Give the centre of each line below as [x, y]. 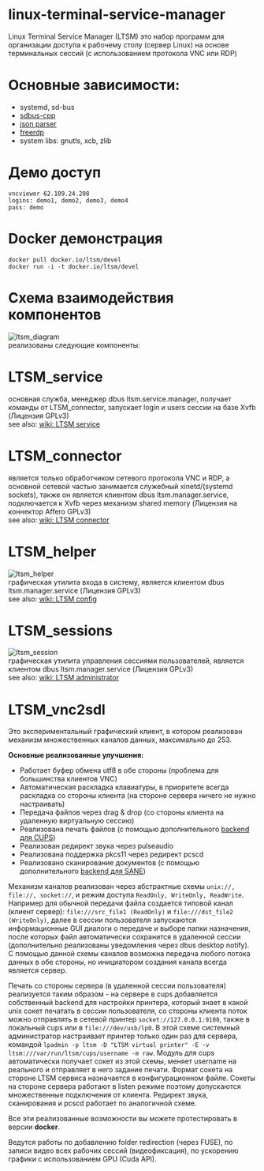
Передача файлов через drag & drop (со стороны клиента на [122, 812]
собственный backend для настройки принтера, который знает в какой [128, 1003]
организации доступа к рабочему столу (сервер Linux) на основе [119, 44]
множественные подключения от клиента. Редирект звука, [108, 1095]
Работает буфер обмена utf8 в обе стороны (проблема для [119, 770]
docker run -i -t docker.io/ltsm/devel [74, 266]
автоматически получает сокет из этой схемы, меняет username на [123, 1061]
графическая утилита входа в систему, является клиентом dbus [116, 582]
